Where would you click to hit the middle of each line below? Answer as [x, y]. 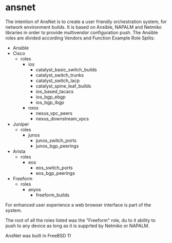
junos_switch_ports [56, 140]
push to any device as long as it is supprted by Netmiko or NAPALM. [78, 226]
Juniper [21, 124]
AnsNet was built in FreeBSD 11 [38, 235]
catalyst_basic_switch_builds [66, 69]
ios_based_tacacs [55, 91]
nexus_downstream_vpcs [62, 118]
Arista [19, 151]
